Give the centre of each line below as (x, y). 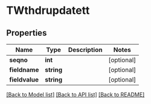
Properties (27, 33)
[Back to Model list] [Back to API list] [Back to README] (75, 95)
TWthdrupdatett (48, 11)
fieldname (24, 70)
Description (85, 50)
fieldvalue (24, 80)
